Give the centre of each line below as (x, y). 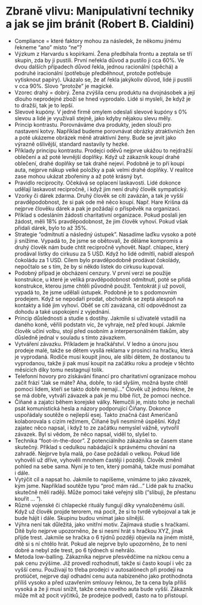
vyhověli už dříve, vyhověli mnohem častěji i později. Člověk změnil (98, 460)
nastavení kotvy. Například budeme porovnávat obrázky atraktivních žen (105, 131)
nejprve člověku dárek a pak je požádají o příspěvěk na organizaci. (97, 208)
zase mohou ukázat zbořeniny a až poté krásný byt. (79, 176)
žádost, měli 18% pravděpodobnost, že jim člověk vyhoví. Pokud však (101, 221)
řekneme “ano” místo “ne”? (48, 47)
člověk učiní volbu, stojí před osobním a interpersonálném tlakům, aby (101, 331)
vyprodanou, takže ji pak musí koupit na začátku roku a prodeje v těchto (104, 363)
